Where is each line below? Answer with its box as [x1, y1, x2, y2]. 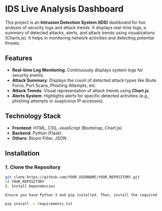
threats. [5, 40, 20, 46]
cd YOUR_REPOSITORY [5, 179, 45, 184]
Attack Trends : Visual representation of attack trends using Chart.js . [12, 87, 150, 93]
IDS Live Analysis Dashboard [5, 3, 124, 15]
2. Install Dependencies [5, 184, 55, 189]
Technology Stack [5, 112, 61, 120]
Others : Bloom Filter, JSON [12, 135, 67, 141]
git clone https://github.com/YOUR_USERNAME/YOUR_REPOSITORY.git [5, 175, 140, 180]
